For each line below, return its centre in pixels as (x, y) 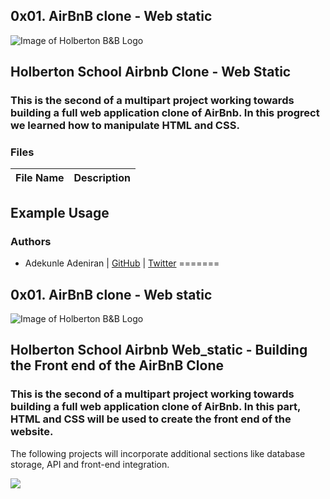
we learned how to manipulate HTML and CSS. (125, 126)
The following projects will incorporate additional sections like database (158, 453)
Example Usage (60, 212)
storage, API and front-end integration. (90, 464)
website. (32, 432)
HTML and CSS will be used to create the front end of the (151, 419)
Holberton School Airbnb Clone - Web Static (151, 72)
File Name (40, 178)
